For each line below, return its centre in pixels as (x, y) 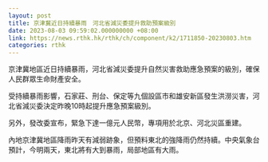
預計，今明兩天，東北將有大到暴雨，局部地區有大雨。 (96, 150)
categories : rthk (37, 45)
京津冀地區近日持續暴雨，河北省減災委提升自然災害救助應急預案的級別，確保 (134, 69)
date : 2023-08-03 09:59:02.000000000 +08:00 (83, 30)
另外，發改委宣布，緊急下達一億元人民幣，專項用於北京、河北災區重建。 (127, 123)
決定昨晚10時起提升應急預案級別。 (99, 106)
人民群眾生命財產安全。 (47, 79)
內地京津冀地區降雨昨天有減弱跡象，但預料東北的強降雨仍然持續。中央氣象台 (134, 140)
